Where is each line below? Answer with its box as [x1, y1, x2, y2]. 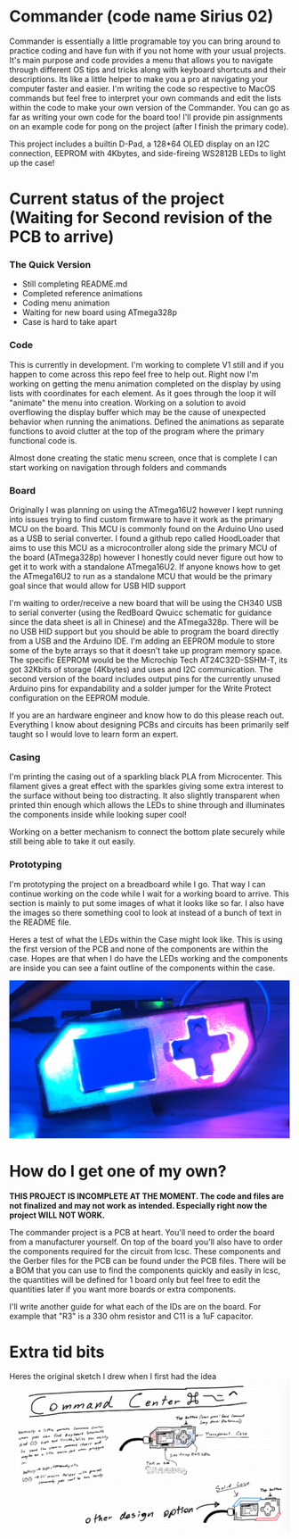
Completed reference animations [21, 288, 143, 299]
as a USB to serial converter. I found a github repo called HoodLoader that [9, 533, 280, 544]
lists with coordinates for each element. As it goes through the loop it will [9, 387, 277, 398]
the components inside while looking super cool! [9, 810, 187, 820]
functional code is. [9, 435, 77, 445]
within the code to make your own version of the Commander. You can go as [9, 102, 290, 112]
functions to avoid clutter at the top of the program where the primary [9, 426, 265, 437]
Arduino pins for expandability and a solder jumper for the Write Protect [9, 683, 271, 694]
